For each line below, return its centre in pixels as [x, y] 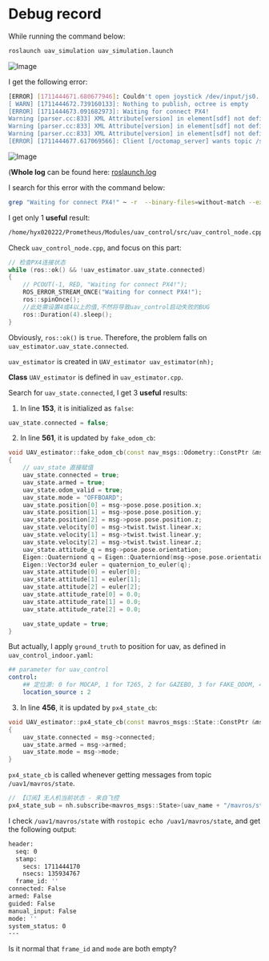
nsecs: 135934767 [52, 874]
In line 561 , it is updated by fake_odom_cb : [88, 438]
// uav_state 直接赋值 [58, 468]
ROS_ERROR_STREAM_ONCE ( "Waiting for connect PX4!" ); [112, 292]
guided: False [32, 903]
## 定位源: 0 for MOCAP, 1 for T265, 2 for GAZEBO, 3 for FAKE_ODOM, [139, 685]
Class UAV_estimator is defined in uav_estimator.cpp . [96, 377]
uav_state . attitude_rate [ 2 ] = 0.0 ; [82, 609]
